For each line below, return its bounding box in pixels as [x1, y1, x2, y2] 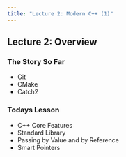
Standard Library [17, 128, 66, 137]
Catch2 [17, 88, 39, 96]
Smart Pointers [17, 143, 61, 151]
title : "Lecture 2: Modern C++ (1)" [7, 10, 113, 17]
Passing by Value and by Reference [17, 135, 120, 144]
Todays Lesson [7, 105, 60, 115]
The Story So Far [7, 57, 65, 66]
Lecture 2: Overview [7, 36, 97, 48]
